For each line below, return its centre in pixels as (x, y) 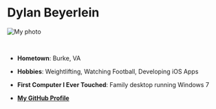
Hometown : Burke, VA (49, 58)
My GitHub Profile (43, 98)
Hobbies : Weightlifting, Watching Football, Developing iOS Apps (108, 71)
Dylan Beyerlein (53, 13)
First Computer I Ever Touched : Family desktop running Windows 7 (113, 84)
